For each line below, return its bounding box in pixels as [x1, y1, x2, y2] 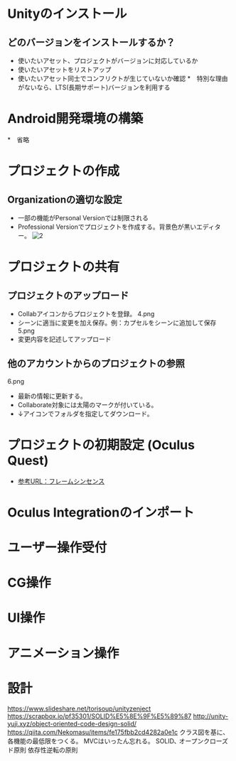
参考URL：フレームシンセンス [17, 477, 105, 485]
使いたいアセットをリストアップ [17, 65, 112, 74]
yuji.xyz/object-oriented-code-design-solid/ [7, 719, 137, 728]
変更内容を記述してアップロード [17, 335, 112, 343]
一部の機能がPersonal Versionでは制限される [17, 213, 149, 222]
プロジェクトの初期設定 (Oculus [7, 437, 195, 453]
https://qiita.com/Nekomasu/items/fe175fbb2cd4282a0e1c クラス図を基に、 [7, 728, 230, 736]
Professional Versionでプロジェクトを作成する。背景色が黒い [17, 222, 197, 231]
